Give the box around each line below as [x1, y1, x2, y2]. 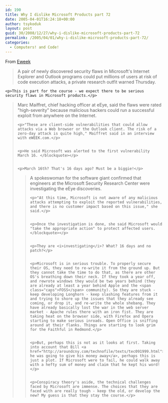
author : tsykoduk [5, 21, 41, 27]
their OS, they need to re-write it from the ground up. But [29, 265, 160, 271]
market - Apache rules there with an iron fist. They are [29, 309, 153, 314]
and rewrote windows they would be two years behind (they [29, 279, 156, 284]
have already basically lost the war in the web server [29, 305, 149, 310]
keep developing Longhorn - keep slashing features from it [29, 292, 158, 297]
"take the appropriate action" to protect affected [29, 226, 140, 231]
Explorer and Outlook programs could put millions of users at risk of [17, 73, 157, 79]
